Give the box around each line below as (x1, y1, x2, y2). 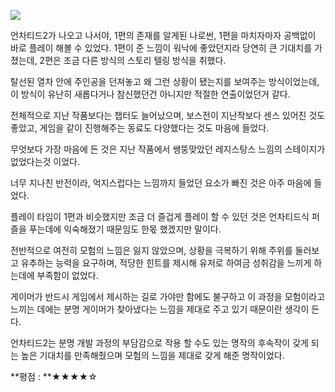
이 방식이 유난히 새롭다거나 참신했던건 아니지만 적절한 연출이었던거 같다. (10, 88, 291, 100)
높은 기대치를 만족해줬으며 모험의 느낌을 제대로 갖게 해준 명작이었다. (20, 350, 285, 361)
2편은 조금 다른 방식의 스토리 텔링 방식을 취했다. (39, 55, 227, 66)
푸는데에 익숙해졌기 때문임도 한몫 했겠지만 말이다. (28, 223, 222, 235)
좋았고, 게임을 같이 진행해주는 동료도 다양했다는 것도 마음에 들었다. (10, 122, 270, 134)
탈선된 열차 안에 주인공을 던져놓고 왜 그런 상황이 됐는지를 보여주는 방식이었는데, (10, 76, 320, 87)
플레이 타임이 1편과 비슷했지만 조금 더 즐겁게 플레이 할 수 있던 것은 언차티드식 (10, 211, 310, 222)
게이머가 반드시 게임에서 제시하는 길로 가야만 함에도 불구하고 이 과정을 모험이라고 (10, 291, 326, 302)
